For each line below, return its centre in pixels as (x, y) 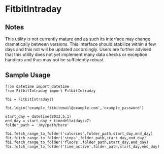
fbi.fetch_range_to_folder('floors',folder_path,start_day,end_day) (77, 142)
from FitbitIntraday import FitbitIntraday (50, 91)
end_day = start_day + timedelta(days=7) (48, 121)
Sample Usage (28, 75)
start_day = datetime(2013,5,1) (38, 116)
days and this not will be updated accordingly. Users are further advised (78, 49)
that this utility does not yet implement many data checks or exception (76, 54)
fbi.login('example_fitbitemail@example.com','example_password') (75, 108)
